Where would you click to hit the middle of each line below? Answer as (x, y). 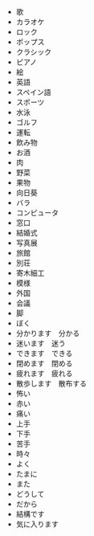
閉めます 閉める (44, 363)
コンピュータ (37, 213)
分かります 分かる (48, 333)
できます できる (44, 353)
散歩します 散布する (51, 383)
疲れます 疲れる (44, 373)
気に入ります (37, 524)
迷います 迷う (41, 343)
